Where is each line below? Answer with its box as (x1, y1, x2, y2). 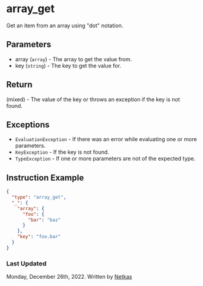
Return (6, 79, 33, 90)
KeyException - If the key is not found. (15, 148, 110, 156)
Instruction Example (6, 172, 84, 183)
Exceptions (6, 119, 50, 130)
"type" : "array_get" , (12, 195, 67, 201)
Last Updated (6, 259, 47, 268)
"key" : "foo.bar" (17, 234, 61, 240)
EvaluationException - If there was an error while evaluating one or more (15, 136, 197, 143)
